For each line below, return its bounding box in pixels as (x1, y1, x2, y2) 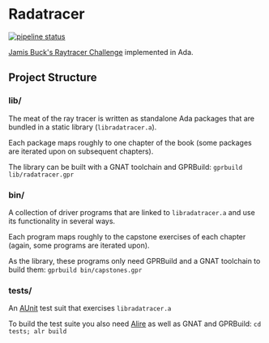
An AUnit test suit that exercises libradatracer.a (8, 303, 172, 313)
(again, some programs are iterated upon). (8, 240, 150, 250)
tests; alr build (8, 328, 67, 336)
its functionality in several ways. (8, 216, 116, 226)
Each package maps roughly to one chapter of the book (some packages (8, 138, 253, 147)
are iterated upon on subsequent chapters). (8, 146, 154, 156)
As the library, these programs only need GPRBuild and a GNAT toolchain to (8, 256, 261, 265)
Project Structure (8, 70, 97, 85)
